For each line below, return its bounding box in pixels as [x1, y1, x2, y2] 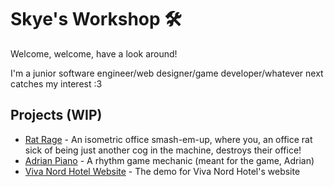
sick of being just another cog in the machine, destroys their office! [24, 144, 302, 156]
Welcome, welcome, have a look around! [10, 47, 178, 60]
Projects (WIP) [10, 107, 103, 124]
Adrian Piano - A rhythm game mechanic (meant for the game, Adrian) [24, 154, 315, 166]
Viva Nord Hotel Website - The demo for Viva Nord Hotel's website [24, 165, 301, 177]
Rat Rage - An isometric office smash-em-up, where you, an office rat [24, 133, 313, 145]
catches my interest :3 [10, 77, 103, 90]
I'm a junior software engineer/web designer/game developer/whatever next [10, 67, 324, 79]
